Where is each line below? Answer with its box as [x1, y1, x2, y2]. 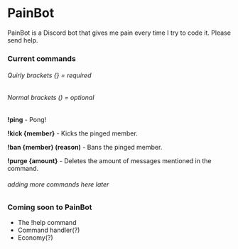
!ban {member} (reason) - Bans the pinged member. [7, 143, 163, 151]
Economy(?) [17, 233, 53, 242]
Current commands [7, 53, 76, 63]
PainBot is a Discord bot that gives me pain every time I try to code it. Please [7, 28, 231, 37]
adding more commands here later [7, 180, 109, 189]
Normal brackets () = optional [7, 94, 94, 102]
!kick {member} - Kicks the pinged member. [7, 129, 139, 138]
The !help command [17, 218, 77, 227]
